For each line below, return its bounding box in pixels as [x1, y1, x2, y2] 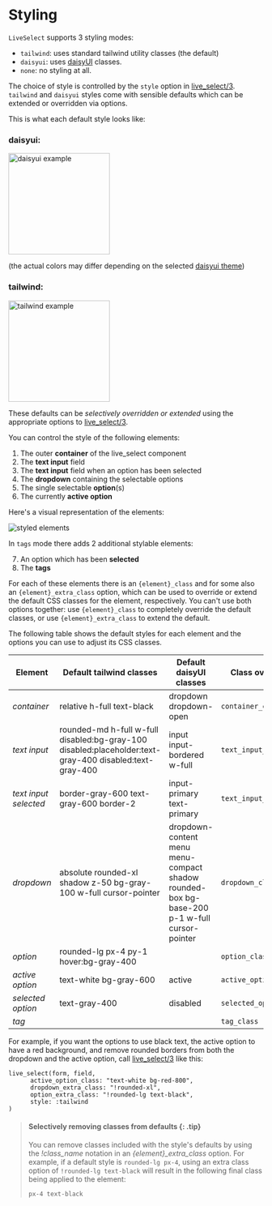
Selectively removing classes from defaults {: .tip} [28, 1122, 202, 1131]
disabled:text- [100, 754, 154, 765]
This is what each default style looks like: [8, 113, 146, 123]
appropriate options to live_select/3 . [8, 417, 128, 426]
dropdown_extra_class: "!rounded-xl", [29, 1084, 161, 1092]
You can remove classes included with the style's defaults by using [28, 1140, 253, 1149]
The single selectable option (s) [19, 482, 125, 492]
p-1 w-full [168, 912, 210, 923]
